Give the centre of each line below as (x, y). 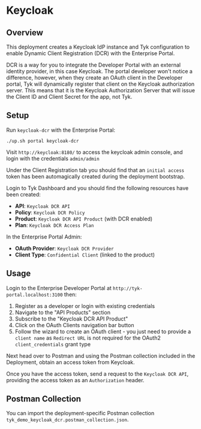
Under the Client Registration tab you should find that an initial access (95, 170)
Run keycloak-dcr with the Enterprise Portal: (61, 130)
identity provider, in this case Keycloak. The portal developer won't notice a (100, 71)
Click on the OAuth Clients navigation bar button (74, 325)
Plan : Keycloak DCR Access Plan (54, 225)
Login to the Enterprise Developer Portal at (59, 288)
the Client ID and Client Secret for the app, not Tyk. (69, 97)
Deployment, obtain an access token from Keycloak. (70, 362)
